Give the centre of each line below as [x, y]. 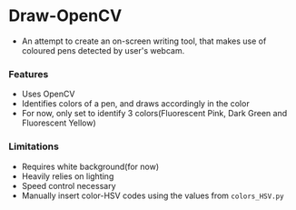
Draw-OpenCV [65, 16]
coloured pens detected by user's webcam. [103, 50]
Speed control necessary [69, 185]
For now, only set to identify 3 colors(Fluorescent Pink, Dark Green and [154, 114]
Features [29, 74]
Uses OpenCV [48, 94]
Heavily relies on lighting [68, 176]
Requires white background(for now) [90, 166]
